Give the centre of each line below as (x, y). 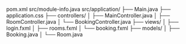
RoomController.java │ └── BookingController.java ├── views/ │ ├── (92, 22)
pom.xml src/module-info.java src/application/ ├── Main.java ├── (88, 9)
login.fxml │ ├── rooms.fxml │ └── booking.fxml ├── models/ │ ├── (93, 28)
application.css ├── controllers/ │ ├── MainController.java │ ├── (88, 15)
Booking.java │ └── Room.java (44, 34)
